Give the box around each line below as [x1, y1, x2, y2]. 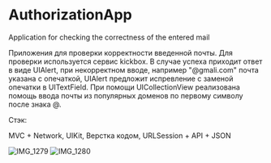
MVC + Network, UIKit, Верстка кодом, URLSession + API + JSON [8, 131, 231, 140]
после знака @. [8, 99, 62, 109]
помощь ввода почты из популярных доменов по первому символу [8, 90, 243, 100]
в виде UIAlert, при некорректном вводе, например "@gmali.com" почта [8, 65, 260, 74]
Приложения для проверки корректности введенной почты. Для [8, 48, 234, 57]
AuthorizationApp [8, 6, 132, 24]
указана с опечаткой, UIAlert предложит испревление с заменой [8, 73, 234, 83]
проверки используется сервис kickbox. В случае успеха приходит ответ [8, 56, 263, 66]
